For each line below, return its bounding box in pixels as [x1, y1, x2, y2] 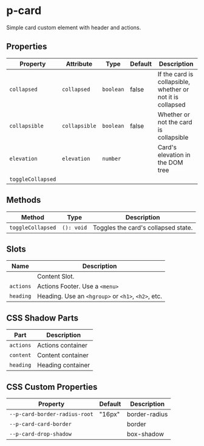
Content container [37, 351, 89, 359]
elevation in [157, 150, 191, 159]
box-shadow [126, 430, 165, 438]
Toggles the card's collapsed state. [93, 223, 193, 232]
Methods [6, 195, 41, 205]
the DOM [157, 158, 183, 166]
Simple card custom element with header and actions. [6, 24, 141, 31]
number [102, 155, 121, 162]
